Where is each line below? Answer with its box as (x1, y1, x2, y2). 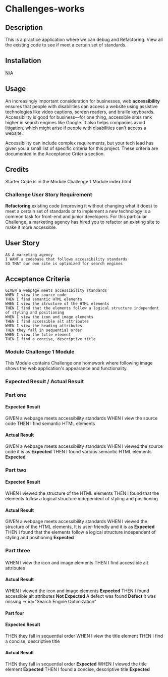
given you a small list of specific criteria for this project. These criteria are (5, 145, 158, 151)
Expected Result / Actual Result (5, 378, 84, 385)
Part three (5, 547, 30, 554)
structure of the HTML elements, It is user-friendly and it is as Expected (5, 524, 155, 530)
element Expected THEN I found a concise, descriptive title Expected (5, 666, 150, 672)
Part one (5, 391, 27, 398)
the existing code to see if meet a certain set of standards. (5, 42, 127, 48)
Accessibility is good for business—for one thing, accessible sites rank (5, 114, 152, 120)
